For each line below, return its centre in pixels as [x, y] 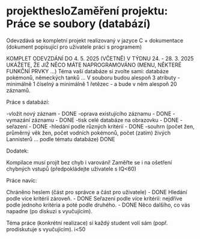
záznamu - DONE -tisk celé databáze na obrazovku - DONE [105, 120]
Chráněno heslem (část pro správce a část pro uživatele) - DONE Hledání [97, 192]
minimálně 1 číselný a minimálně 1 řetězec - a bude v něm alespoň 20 [92, 84]
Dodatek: [17, 151]
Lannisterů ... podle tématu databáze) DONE [61, 139]
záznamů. [19, 90]
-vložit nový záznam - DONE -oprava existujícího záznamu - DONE [89, 113]
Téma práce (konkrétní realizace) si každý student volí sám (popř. [87, 223]
